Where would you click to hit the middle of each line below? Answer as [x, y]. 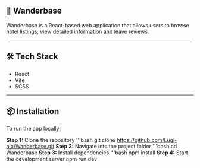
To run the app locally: [34, 129]
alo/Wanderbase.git [30, 147]
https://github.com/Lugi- [147, 140]
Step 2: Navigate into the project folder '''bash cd [116, 147]
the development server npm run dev [51, 159]
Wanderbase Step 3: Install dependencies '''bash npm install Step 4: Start [97, 153]
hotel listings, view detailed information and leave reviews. [78, 31]
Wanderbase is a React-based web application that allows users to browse [98, 25]
